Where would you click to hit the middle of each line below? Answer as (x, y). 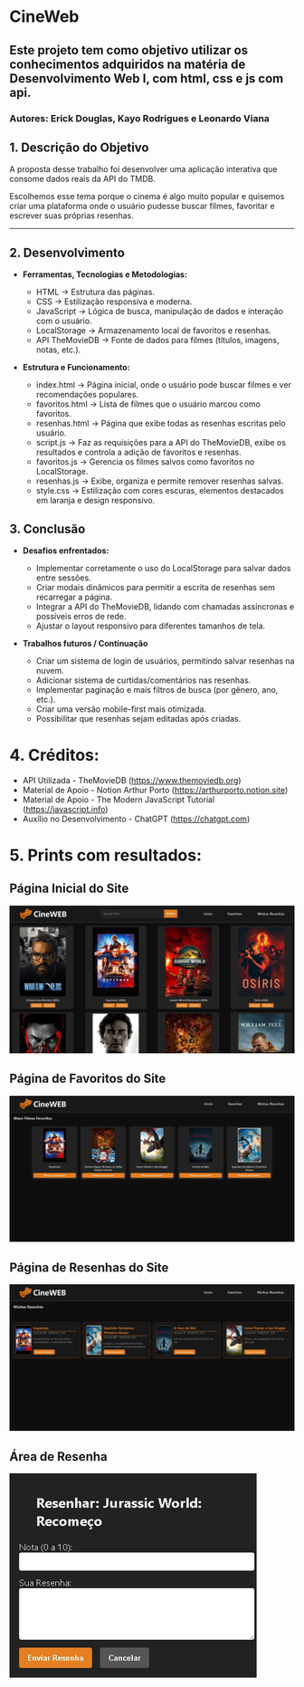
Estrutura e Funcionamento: (76, 368)
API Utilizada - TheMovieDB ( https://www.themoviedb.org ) (132, 780)
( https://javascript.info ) (65, 809)
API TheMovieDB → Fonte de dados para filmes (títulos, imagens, (157, 340)
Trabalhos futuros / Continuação (85, 643)
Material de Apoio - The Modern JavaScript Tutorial (119, 800)
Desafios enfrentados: (66, 551)
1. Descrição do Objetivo (79, 147)
